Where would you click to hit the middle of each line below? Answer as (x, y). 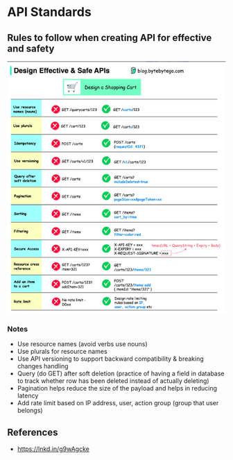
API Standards (49, 12)
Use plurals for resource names (62, 352)
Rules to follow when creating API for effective (110, 38)
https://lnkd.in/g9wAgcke (53, 449)
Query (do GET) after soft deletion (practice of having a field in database (121, 374)
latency (28, 395)
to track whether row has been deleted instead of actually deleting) (113, 381)
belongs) (30, 411)
